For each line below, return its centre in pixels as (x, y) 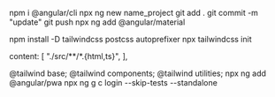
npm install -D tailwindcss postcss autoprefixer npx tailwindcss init (130, 39)
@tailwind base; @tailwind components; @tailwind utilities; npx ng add (138, 73)
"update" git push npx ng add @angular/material (97, 22)
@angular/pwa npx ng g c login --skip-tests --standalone (114, 82)
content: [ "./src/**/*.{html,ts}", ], (69, 56)
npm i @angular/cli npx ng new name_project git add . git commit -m (134, 13)
